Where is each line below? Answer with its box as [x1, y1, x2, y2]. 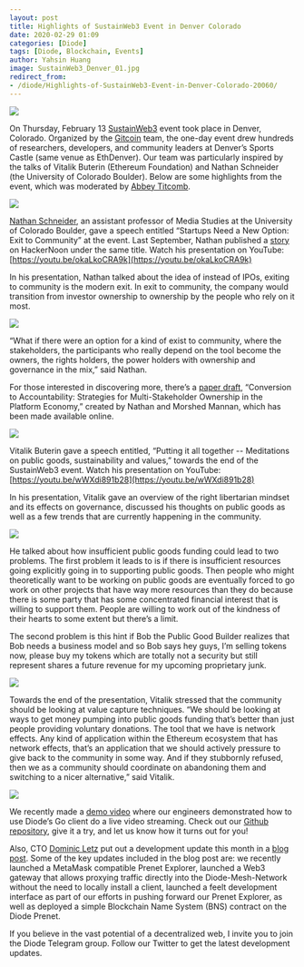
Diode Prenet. [9, 910, 61, 922]
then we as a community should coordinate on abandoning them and [9, 762, 267, 773]
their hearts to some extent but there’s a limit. [9, 613, 179, 624]
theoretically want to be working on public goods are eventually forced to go [9, 574, 295, 586]
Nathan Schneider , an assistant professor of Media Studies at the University [9, 215, 293, 226]
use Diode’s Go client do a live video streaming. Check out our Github [9, 815, 270, 826]
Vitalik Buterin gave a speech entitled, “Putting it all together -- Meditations [9, 445, 290, 456]
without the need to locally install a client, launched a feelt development [9, 882, 278, 893]
